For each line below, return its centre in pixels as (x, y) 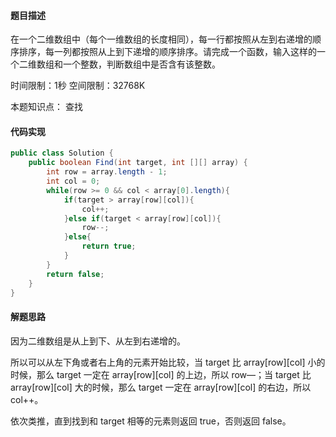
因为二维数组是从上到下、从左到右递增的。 (98, 341)
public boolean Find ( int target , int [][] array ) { (138, 163)
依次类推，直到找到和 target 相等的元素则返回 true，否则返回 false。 (151, 421)
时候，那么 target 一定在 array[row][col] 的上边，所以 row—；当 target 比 (161, 374)
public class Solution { (62, 153)
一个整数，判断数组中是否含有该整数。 (141, 64)
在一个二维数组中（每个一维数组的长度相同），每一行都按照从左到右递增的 (161, 39)
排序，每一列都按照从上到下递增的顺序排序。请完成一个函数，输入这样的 (167, 52)
